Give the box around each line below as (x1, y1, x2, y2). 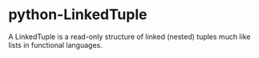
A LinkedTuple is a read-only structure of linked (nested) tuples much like (8, 32, 251, 41)
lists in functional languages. (8, 40, 103, 49)
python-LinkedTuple (8, 6, 148, 24)
